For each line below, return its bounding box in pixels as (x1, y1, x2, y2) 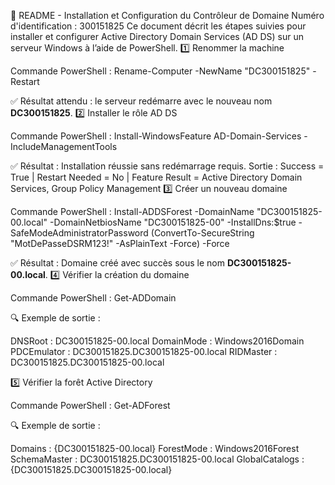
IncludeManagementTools (10, 141, 118, 152)
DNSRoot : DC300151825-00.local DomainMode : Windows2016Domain (10, 335, 305, 347)
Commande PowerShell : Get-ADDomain (10, 292, 177, 304)
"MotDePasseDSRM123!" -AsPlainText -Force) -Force (10, 238, 230, 249)
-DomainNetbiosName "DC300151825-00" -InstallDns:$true (49, 216, 297, 228)
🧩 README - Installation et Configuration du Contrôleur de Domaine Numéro (10, 10, 325, 21)
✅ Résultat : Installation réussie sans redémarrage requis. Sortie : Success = (10, 160, 325, 172)
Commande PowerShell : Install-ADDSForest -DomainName (10, 206, 255, 217)
